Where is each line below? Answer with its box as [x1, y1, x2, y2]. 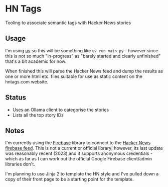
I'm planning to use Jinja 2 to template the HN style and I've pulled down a [5, 171, 159, 177]
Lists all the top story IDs [12, 112, 64, 118]
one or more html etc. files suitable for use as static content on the [5, 73, 143, 79]
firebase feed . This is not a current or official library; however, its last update [5, 145, 163, 151]
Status [5, 93, 27, 102]
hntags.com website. [5, 78, 49, 84]
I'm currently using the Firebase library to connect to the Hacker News [5, 140, 151, 146]
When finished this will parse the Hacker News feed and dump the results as [5, 68, 163, 74]
